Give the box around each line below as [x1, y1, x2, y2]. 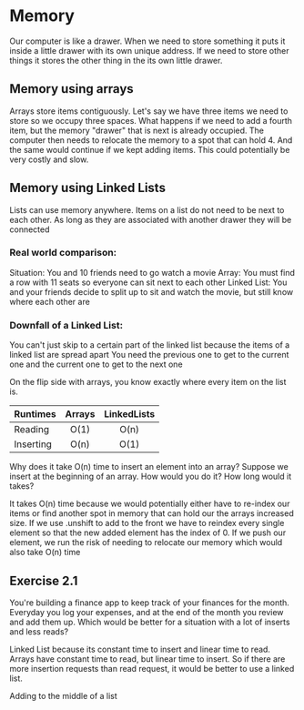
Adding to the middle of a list [9, 690, 118, 701]
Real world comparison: [9, 247, 117, 259]
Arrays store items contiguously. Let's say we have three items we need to [9, 106, 289, 117]
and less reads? [9, 625, 69, 637]
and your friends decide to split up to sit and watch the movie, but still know [9, 286, 294, 297]
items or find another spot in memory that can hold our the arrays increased [9, 508, 294, 519]
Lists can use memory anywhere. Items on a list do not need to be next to [9, 204, 285, 215]
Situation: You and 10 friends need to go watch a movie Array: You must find [9, 267, 296, 278]
